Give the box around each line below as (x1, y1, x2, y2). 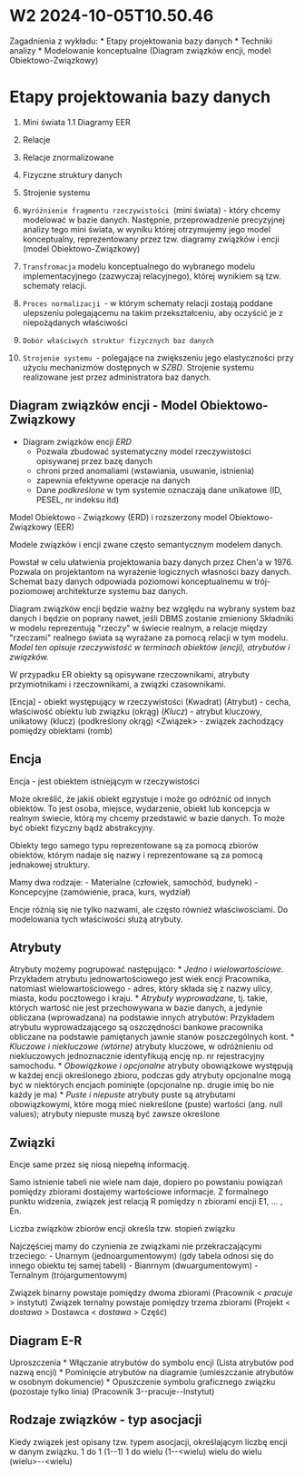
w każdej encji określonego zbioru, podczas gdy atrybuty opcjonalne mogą (9, 1070, 291, 1081)
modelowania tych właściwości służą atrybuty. (9, 914, 183, 925)
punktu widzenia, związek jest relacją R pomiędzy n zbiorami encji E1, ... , (9, 1196, 283, 1207)
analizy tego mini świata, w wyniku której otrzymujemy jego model (22, 223, 271, 234)
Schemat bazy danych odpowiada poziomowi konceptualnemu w (9, 576, 252, 587)
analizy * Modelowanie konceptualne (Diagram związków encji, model (9, 45, 271, 55)
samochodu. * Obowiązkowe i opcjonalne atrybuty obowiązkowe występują (9, 1060, 293, 1072)
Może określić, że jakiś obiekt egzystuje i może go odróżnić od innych (9, 793, 271, 804)
